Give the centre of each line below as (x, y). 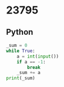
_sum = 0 (17, 45)
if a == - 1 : (31, 62)
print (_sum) (21, 78)
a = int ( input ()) (38, 56)
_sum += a (29, 73)
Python (20, 32)
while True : (21, 51)
